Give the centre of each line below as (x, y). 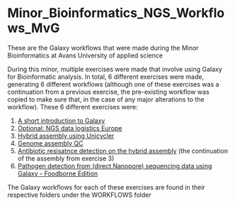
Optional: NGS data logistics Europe (70, 128)
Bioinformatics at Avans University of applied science (85, 55)
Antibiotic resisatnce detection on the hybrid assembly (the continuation (123, 151)
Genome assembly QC (50, 143)
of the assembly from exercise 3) (66, 158)
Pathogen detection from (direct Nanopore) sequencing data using (115, 166)
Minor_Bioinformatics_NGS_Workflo (116, 13)
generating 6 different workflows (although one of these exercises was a (113, 84)
